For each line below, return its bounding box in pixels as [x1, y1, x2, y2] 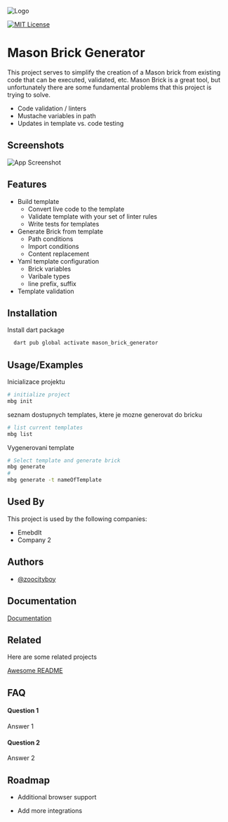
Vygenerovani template [7, 443, 75, 451]
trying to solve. [7, 90, 51, 98]
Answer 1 [7, 721, 34, 731]
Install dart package [7, 326, 65, 334]
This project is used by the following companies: [7, 514, 147, 523]
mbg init [7, 397, 33, 404]
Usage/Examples [7, 359, 83, 371]
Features [7, 179, 47, 191]
